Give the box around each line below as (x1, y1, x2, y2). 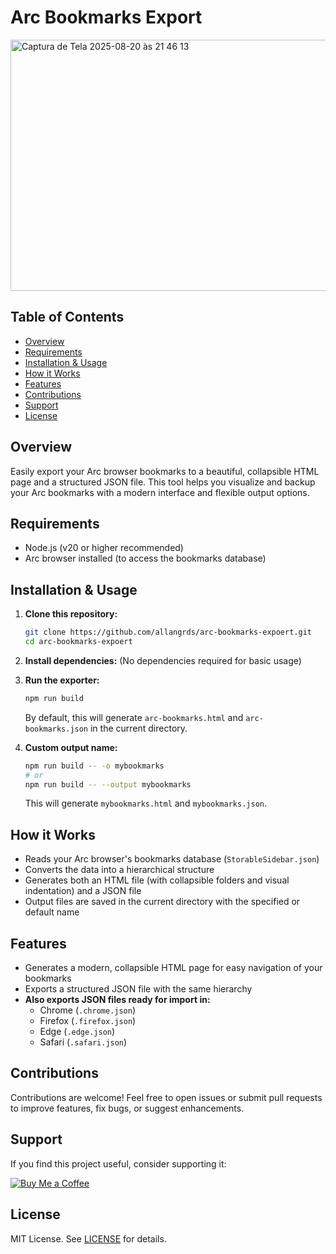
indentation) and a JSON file (24, 885, 142, 897)
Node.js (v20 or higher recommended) (24, 542, 184, 554)
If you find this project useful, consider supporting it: (10, 1157, 227, 1170)
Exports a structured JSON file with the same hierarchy (24, 983, 253, 995)
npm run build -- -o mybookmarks (24, 761, 165, 771)
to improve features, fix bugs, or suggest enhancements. (10, 1102, 245, 1114)
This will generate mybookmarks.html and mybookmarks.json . (24, 797, 267, 810)
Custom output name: (24, 741, 118, 753)
